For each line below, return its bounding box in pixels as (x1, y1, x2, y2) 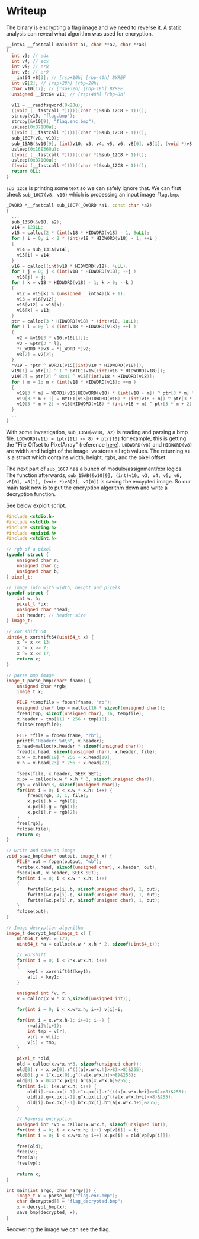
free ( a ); (17, 1155, 38, 1161)
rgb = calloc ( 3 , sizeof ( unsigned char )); (17, 782, 120, 788)
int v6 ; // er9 (11, 69, 49, 75)
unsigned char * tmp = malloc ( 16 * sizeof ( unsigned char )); (17, 705, 166, 711)
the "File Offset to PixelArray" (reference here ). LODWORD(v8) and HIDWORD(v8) (6, 441, 192, 448)
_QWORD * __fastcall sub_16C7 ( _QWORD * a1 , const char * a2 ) (6, 202, 152, 208)
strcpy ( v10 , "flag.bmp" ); (11, 113, 76, 119)
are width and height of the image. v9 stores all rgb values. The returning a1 (6, 447, 191, 454)
